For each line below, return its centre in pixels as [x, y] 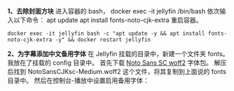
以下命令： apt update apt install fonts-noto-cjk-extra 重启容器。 [108, 20]
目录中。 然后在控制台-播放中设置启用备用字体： [78, 80]
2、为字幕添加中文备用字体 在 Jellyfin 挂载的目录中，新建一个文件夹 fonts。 [118, 54]
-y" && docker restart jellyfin [103, 40]
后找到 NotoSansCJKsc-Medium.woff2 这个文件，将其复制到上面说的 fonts [117, 71]
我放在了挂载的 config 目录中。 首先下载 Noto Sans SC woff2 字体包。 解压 [117, 63]
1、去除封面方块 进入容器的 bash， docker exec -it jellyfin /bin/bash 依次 [114, 11]
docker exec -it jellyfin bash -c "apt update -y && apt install [106, 33]
